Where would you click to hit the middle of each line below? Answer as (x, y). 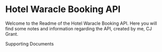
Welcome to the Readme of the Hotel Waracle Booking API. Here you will (81, 23)
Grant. (12, 34)
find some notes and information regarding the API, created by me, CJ (79, 28)
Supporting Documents (30, 43)
